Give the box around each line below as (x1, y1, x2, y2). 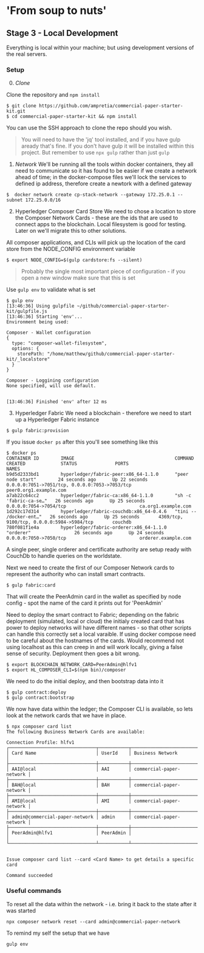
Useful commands (6, 887, 62, 895)
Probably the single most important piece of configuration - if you (21, 268, 186, 275)
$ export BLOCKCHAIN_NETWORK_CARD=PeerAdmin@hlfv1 (6, 662, 137, 668)
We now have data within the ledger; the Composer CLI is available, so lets (6, 706, 193, 713)
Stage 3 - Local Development (6, 28, 118, 38)
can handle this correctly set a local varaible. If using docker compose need (6, 630, 196, 638)
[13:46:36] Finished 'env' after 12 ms (6, 399, 107, 405)
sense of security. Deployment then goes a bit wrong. (6, 650, 141, 657)
